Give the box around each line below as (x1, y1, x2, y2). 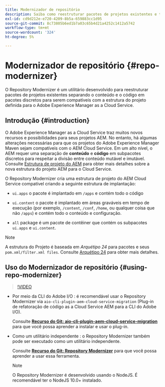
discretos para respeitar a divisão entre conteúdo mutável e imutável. (5, 155, 145, 161)
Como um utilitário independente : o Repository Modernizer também (12, 333, 150, 339)
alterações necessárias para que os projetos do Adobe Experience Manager (5, 140, 160, 146)
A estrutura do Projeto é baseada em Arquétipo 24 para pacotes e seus (5, 244, 150, 250)
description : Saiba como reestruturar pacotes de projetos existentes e (5, 12, 157, 17)
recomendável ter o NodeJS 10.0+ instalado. (12, 377, 102, 383)
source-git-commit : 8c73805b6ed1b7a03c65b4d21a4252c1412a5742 (5, 21, 135, 26)
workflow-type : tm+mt (5, 26, 50, 30)
